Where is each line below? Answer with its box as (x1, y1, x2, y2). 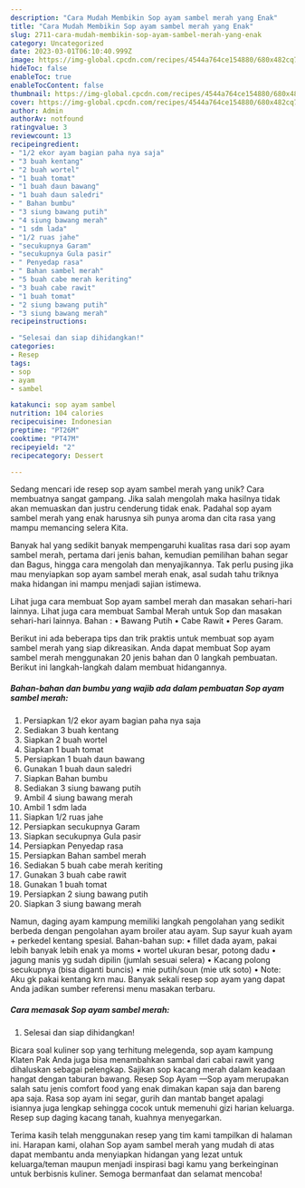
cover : (10, 97, 35, 107)
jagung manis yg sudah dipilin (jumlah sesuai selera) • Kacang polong (10, 955, 271, 966)
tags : (10, 358, 31, 368)
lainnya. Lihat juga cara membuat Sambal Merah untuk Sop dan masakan (10, 605, 282, 617)
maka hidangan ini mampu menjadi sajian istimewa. (10, 578, 202, 590)
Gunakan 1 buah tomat (23, 879, 108, 890)
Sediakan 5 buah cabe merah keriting (23, 859, 164, 871)
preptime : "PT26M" (10, 426, 80, 435)
